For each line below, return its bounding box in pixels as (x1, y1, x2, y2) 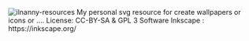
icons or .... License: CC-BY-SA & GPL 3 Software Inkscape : (8, 15, 205, 25)
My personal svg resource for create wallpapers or (76, 8, 242, 16)
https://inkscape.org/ (8, 24, 77, 33)
